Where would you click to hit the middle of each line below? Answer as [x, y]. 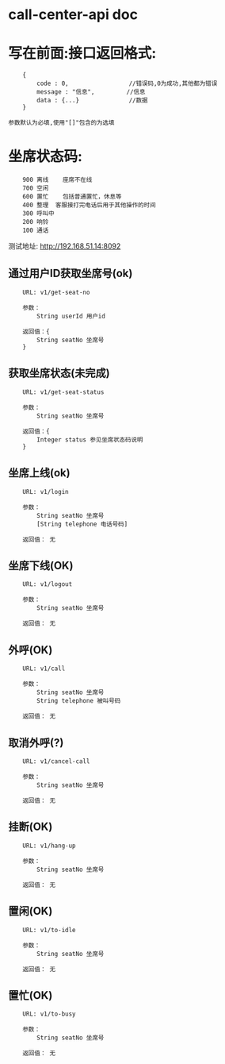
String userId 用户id [71, 316]
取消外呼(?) [36, 743]
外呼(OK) [31, 650]
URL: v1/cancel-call [56, 761]
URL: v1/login [46, 492]
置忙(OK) [31, 995]
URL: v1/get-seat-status [63, 392]
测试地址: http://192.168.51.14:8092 [65, 246]
